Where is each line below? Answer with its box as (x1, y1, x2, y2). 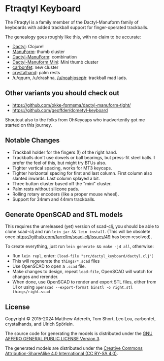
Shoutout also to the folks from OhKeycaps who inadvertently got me (5, 116, 145, 123)
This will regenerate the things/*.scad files (12, 258, 100, 264)
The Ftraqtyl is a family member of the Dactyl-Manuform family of (5, 19, 139, 25)
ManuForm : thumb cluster (12, 49, 65, 55)
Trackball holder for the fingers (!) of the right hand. (12, 149, 117, 155)
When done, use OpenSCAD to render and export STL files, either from (12, 279, 157, 285)
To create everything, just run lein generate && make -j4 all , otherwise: (5, 244, 154, 250)
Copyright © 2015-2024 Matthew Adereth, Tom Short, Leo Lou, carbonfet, (5, 316, 156, 322)
